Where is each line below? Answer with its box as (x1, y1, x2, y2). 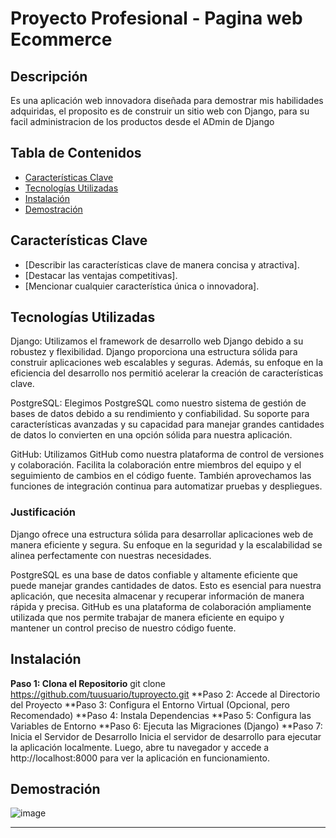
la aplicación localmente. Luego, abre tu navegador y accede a (10, 741, 270, 753)
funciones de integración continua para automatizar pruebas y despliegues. (10, 480, 323, 492)
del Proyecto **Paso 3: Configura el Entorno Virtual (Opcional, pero (10, 698, 290, 711)
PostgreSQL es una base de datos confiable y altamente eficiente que (10, 568, 298, 581)
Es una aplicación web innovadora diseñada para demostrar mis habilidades (10, 95, 324, 106)
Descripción (10, 68, 88, 85)
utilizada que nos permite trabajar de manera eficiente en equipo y (10, 611, 285, 623)
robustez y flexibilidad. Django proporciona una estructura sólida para (10, 346, 298, 358)
